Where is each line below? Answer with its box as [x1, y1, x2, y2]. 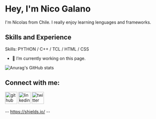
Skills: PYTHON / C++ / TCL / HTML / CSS [5, 46, 89, 52]
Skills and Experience [5, 33, 72, 41]
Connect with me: [5, 79, 60, 87]
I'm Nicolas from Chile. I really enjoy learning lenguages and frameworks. [5, 19, 152, 25]
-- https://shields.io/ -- [5, 108, 50, 114]
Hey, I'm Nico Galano [5, 3, 91, 14]
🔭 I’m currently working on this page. [12, 55, 86, 61]
